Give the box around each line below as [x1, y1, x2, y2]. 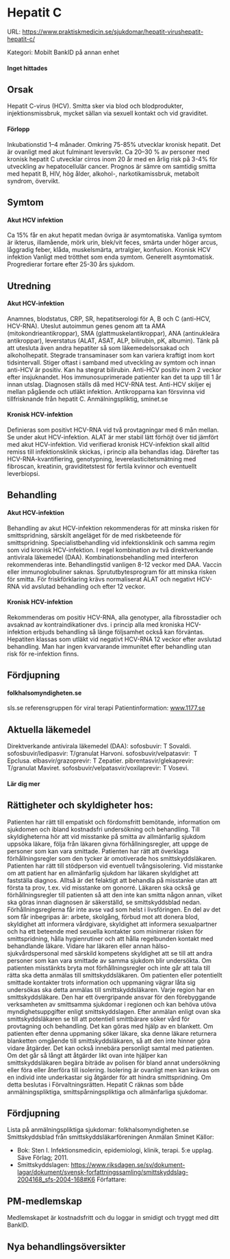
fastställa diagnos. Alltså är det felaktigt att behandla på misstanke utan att [7, 876, 218, 884]
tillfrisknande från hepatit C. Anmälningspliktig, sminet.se [7, 395, 168, 403]
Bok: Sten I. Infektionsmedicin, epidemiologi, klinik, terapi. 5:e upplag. [16, 1146, 214, 1155]
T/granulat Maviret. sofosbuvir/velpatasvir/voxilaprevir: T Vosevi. [7, 764, 190, 772]
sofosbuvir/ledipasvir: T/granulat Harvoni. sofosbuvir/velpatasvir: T [7, 750, 198, 758]
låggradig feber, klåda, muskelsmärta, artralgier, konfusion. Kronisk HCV [7, 246, 211, 254]
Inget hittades [7, 64, 48, 72]
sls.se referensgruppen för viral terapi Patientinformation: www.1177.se [7, 704, 205, 712]
